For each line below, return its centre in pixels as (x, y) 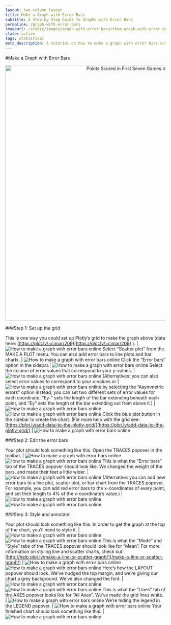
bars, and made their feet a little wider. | (47, 472)
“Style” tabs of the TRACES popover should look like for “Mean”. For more (83, 546)
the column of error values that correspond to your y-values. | (70, 370)
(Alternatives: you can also (131, 376)
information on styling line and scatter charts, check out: (64, 551)
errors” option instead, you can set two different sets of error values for (80, 392)
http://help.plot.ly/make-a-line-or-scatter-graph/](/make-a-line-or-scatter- (85, 557)
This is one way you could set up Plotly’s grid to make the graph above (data (85, 338)
